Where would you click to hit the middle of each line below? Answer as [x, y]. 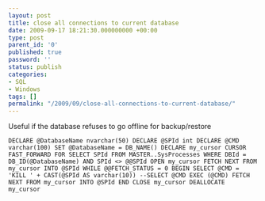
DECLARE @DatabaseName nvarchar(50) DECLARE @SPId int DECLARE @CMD [124, 141]
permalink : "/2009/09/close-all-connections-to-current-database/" [122, 104]
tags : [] [23, 97]
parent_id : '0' [33, 45]
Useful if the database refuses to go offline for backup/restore [110, 127]
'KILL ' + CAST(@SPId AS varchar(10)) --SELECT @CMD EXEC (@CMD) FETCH [129, 176]
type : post [26, 38]
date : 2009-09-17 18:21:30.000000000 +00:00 [83, 30]
